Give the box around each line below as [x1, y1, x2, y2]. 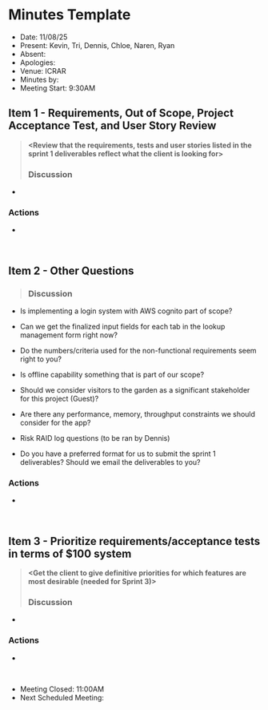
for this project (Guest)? [19, 394, 99, 404]
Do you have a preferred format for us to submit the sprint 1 [19, 449, 216, 458]
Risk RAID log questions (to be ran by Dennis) [19, 434, 170, 443]
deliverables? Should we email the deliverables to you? [19, 458, 201, 467]
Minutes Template [8, 6, 131, 24]
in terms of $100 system [8, 547, 132, 560]
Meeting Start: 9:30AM [19, 83, 96, 93]
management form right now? [19, 330, 118, 340]
